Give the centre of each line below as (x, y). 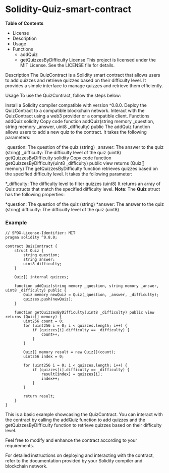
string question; (41, 255)
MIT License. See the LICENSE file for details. (67, 65)
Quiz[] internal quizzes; (42, 277)
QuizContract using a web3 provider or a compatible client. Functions (77, 116)
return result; (39, 396)
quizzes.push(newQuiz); (48, 299)
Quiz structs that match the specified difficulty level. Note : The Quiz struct (83, 189)
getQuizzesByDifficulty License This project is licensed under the (88, 60)
